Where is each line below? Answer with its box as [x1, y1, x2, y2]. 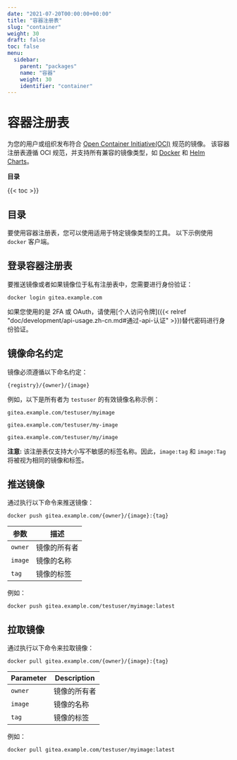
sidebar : [13, 56, 39, 63]
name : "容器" [20, 69, 56, 76]
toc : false [7, 43, 39, 50]
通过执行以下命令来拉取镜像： [7, 644, 94, 652]
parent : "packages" [20, 63, 78, 70]
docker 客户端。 [7, 238, 53, 245]
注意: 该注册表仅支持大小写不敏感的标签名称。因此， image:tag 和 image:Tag [7, 447, 226, 455]
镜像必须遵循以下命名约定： [7, 367, 88, 376]
